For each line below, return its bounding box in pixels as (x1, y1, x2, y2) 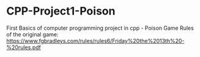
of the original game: (6, 30, 59, 38)
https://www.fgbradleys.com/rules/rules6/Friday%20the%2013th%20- (6, 37, 185, 44)
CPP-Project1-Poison (6, 4, 116, 18)
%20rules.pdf (6, 44, 41, 51)
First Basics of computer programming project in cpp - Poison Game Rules (6, 24, 194, 32)
